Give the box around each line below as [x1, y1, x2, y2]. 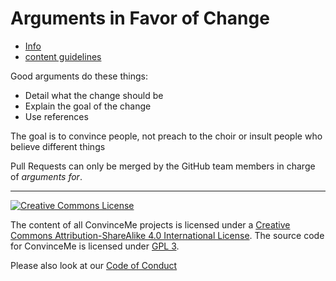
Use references [24, 110, 89, 122]
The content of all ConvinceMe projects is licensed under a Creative [10, 218, 291, 231]
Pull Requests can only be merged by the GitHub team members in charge [10, 160, 316, 172]
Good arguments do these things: [10, 70, 148, 82]
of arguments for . [10, 170, 83, 182]
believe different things [10, 140, 106, 152]
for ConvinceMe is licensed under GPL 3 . [10, 240, 180, 252]
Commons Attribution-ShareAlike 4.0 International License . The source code [10, 229, 325, 241]
